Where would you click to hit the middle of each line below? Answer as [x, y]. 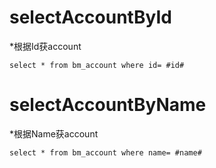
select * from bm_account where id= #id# [97, 65]
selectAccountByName [108, 105]
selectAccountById [90, 17]
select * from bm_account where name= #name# [105, 152]
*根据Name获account [54, 133]
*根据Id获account [45, 46]
